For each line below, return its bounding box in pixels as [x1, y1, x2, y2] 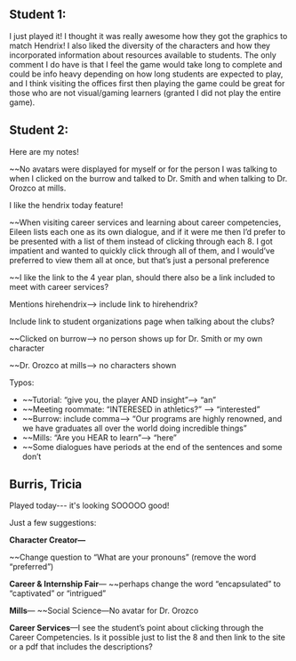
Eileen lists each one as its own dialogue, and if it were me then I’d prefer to [9, 226, 286, 237]
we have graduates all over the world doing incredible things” [21, 423, 247, 433]
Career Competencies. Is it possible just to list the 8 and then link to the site [9, 632, 286, 643]
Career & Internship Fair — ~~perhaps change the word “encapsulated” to [9, 578, 282, 590]
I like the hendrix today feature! [9, 199, 124, 210]
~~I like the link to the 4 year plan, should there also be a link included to [9, 271, 276, 283]
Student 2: [9, 123, 69, 138]
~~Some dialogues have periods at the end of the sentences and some [21, 441, 283, 452]
